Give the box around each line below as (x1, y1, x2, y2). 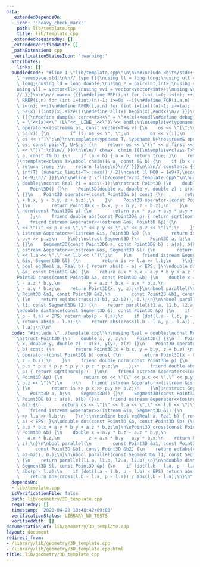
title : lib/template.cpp (17, 31, 79, 37)
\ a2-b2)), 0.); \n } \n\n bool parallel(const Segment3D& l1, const (17, 451, 183, 457)
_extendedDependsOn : (11, 14, 62, 20)
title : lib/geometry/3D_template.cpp (6, 552, 100, 557)
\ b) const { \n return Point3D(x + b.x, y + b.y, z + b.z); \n (17, 347, 193, 353)
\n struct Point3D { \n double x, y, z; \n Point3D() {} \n (17, 335, 174, 341)
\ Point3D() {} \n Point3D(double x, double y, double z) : (17, 186, 183, 192)
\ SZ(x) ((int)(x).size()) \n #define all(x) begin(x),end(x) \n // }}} (17, 108, 190, 114)
